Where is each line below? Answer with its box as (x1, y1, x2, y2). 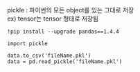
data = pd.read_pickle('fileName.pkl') (7, 58, 123, 65)
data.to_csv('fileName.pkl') (7, 52, 91, 59)
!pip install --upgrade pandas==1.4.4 (7, 28, 119, 35)
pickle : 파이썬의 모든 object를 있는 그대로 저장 (7, 6, 134, 14)
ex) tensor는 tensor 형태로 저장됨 (7, 14, 99, 23)
